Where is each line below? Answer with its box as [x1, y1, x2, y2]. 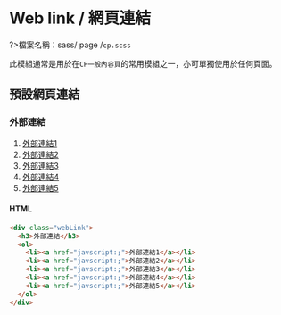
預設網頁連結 [9, 87, 80, 103]
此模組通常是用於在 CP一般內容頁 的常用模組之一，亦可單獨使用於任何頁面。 [9, 58, 277, 69]
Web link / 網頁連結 [9, 8, 152, 29]
